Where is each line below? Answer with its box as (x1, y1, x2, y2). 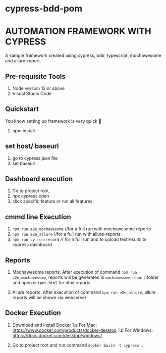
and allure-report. (5, 58, 41, 64)
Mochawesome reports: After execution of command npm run (12, 269, 137, 275)
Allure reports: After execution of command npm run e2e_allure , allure (12, 289, 156, 295)
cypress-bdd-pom (5, 3, 83, 14)
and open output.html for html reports (12, 280, 91, 285)
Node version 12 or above (12, 85, 65, 91)
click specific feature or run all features (12, 199, 93, 204)
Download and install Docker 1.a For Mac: (12, 322, 97, 328)
